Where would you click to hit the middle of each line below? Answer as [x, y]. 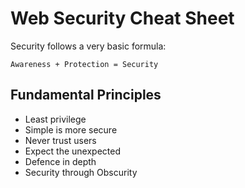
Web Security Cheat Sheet [122, 18]
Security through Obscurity [81, 172]
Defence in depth [60, 161]
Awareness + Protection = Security [84, 64]
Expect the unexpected [73, 151]
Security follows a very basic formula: [88, 46]
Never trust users [60, 140]
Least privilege [55, 119]
